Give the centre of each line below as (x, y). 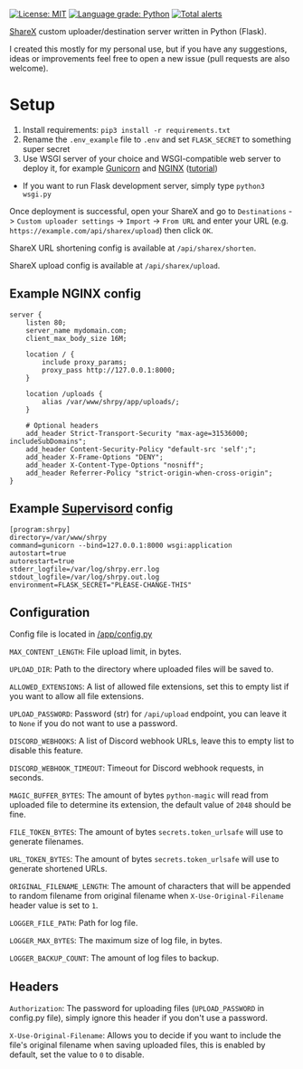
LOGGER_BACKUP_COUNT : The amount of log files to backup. (114, 958)
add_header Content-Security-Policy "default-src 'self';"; (141, 449)
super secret (46, 148)
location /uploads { (64, 393)
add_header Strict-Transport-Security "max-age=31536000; (137, 433)
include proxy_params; (85, 362)
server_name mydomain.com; (76, 330)
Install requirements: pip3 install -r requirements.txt (126, 129)
